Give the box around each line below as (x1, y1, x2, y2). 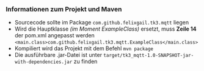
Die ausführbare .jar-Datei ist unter (14, 51, 102, 59)
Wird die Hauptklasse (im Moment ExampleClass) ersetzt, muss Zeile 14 (14, 25, 197, 32)
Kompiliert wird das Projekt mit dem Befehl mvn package (14, 45, 154, 52)
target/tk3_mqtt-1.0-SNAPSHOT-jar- (103, 53, 194, 59)
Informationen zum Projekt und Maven (5, 5, 122, 13)
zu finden (73, 58, 98, 65)
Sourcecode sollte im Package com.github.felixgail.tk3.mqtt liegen (14, 19, 189, 26)
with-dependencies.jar (14, 59, 73, 65)
